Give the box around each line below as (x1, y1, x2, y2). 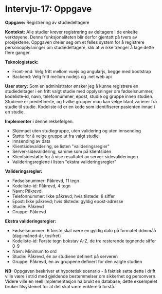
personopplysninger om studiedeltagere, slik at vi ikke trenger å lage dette (5, 44, 154, 50)
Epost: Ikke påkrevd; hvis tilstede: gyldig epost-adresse (12, 198, 124, 204)
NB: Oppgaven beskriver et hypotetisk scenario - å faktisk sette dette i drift (5, 268, 156, 274)
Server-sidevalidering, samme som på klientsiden (12, 148, 111, 154)
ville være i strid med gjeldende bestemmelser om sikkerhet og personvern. (5, 273, 157, 279)
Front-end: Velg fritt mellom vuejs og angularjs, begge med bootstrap (12, 68, 151, 74)
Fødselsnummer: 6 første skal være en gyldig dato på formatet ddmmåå (12, 227, 157, 233)
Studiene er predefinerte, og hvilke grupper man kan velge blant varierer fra (5, 98, 157, 104)
